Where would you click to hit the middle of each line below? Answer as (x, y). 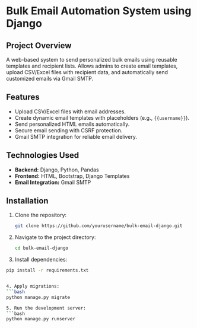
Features (23, 97)
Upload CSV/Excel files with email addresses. (70, 112)
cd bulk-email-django (41, 248)
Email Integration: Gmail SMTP (53, 182)
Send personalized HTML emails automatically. (72, 124)
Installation (27, 201)
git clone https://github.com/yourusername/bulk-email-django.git (99, 226)
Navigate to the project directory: (55, 237)
